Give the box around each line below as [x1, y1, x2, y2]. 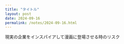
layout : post [5, 11, 32, 16]
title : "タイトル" [5, 7, 40, 12]
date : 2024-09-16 [5, 16, 40, 21]
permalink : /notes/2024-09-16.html [5, 20, 77, 25]
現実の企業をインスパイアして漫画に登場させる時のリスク [5, 34, 120, 40]
